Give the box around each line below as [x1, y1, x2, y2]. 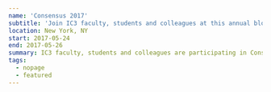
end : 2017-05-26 [8, 42, 63, 50]
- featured [15, 71, 52, 79]
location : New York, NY [8, 26, 89, 34]
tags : [8, 57, 27, 65]
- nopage [15, 64, 45, 72]
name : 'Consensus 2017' [8, 11, 89, 20]
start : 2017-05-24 [8, 34, 70, 42]
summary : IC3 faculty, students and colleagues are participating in [8, 49, 248, 57]
